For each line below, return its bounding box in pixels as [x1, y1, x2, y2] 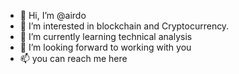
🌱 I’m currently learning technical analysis [19, 31, 193, 42]
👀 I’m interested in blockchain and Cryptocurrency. [19, 20, 230, 32]
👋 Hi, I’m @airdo [19, 10, 87, 21]
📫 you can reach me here [19, 53, 128, 64]
